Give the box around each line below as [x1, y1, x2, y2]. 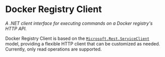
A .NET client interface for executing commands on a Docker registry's [5, 20, 153, 26]
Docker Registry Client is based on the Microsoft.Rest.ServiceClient [5, 35, 150, 41]
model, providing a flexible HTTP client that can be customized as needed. [5, 40, 160, 46]
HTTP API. [5, 25, 27, 31]
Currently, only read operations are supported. [5, 46, 102, 52]
